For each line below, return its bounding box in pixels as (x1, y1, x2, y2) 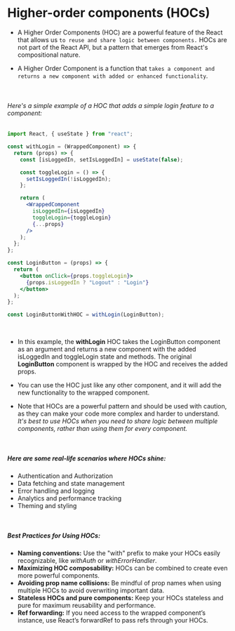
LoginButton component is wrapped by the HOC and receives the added (17, 360, 228, 368)
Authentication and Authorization (17, 472, 114, 480)
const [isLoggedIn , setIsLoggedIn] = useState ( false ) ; (20, 156, 184, 163)
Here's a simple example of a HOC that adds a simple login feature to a (7, 101, 215, 109)
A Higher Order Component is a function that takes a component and (17, 64, 215, 72)
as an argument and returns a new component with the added (17, 345, 196, 354)
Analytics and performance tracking (17, 494, 122, 503)
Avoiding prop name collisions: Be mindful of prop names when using (17, 579, 222, 587)
